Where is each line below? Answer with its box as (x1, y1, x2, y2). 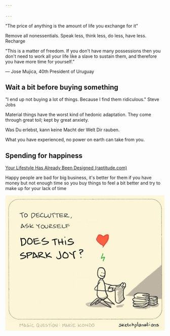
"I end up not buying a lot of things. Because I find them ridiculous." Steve (5, 96, 159, 102)
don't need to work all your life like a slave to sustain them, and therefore (5, 53, 157, 59)
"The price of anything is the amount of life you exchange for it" (5, 23, 138, 29)
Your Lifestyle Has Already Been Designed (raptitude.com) (5, 165, 127, 171)
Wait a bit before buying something (5, 83, 119, 92)
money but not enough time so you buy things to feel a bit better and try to (5, 180, 161, 186)
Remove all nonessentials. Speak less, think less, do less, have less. (5, 32, 147, 39)
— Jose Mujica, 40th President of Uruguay (5, 68, 95, 74)
